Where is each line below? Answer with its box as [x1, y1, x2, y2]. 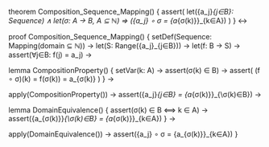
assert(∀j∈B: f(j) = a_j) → [8, 50, 93, 59]
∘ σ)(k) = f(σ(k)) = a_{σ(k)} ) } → [8, 74, 114, 84]
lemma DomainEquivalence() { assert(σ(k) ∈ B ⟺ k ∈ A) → [8, 105, 209, 115]
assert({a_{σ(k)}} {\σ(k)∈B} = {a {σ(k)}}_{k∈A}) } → [8, 114, 176, 123]
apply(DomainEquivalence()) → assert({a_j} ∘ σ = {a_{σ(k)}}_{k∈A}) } [8, 129, 238, 139]
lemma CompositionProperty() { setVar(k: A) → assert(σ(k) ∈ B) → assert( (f [8, 66, 260, 75]
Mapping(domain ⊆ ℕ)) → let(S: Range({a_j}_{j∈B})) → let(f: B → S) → [8, 41, 241, 51]
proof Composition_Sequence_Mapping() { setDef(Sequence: [8, 32, 212, 41]
